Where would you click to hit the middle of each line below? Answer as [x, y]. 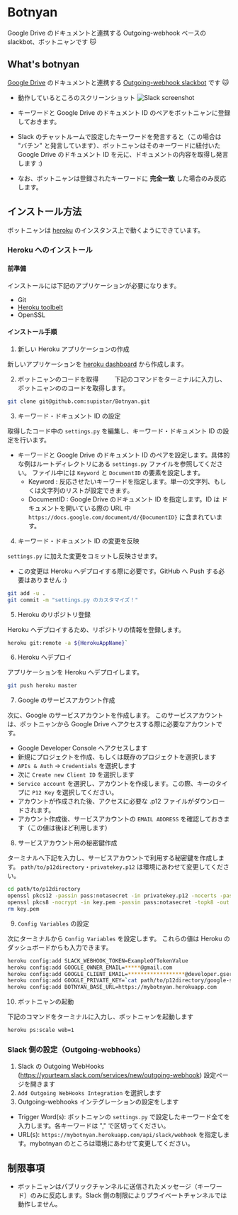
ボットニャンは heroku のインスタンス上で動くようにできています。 [106, 230]
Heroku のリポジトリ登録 [54, 614]
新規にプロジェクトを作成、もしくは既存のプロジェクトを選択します [117, 757]
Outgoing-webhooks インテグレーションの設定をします [98, 1102]
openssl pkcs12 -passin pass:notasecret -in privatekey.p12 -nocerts [112, 896]
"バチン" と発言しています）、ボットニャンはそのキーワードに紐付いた [119, 145]
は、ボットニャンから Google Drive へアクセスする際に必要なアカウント [112, 724]
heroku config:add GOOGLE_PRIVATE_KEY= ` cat [73, 981]
